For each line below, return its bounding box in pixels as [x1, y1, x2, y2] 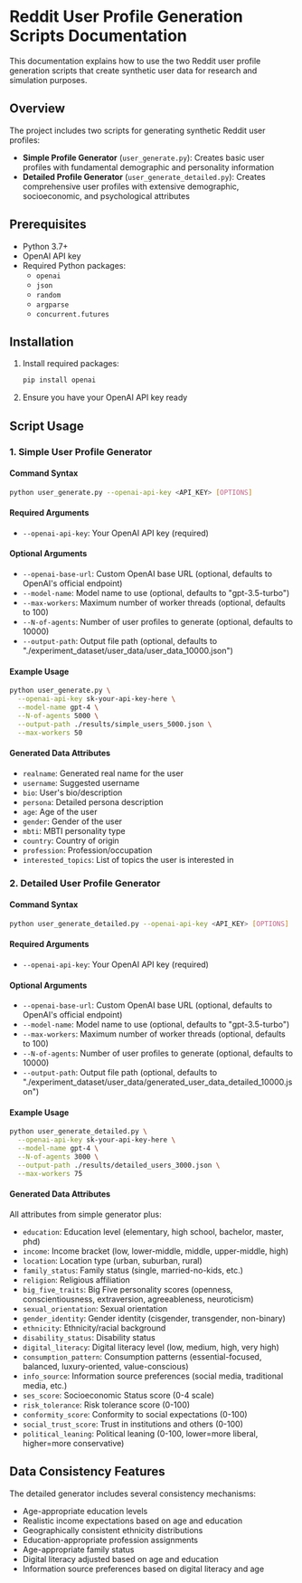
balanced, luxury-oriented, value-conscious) [22, 1360, 189, 1371]
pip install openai [22, 375, 97, 385]
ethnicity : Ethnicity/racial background [22, 1322, 166, 1333]
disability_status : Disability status [22, 1332, 156, 1342]
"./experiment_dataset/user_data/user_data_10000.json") [22, 645, 233, 657]
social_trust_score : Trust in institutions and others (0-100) [22, 1418, 244, 1429]
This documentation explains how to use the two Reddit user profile [9, 55, 261, 66]
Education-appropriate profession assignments [22, 1534, 199, 1545]
